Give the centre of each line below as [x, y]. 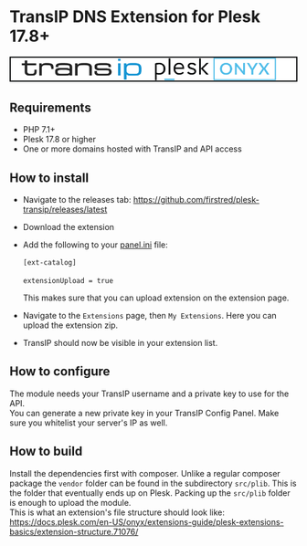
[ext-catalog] [49, 263]
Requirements [50, 107]
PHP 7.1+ [39, 130]
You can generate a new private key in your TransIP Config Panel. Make [144, 413]
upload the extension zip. [70, 325]
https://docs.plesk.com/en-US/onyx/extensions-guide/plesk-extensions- [147, 521]
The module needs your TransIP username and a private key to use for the [149, 394]
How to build [46, 451]
